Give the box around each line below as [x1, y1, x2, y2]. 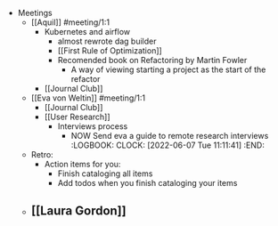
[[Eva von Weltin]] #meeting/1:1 [30, 93, 146, 103]
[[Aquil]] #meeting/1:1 [30, 17, 110, 28]
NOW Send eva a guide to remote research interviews [70, 131, 269, 141]
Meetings [17, 8, 53, 18]
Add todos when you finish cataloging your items [57, 178, 238, 188]
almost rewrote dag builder [57, 36, 157, 46]
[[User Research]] [44, 111, 110, 122]
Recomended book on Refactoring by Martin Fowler [57, 55, 248, 65]
